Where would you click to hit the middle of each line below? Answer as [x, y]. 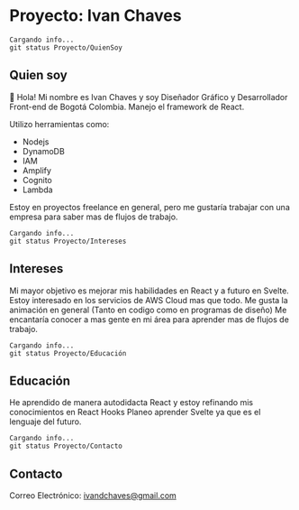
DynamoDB [43, 151]
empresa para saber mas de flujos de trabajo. [94, 217]
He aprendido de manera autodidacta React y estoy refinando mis [131, 403]
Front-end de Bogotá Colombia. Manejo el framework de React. [127, 107]
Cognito [37, 180]
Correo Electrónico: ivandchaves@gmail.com [93, 496]
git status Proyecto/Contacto [66, 446]
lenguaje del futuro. [45, 422]
